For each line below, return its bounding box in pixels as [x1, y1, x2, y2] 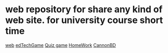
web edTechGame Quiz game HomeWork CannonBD [5, 42, 116, 48]
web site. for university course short [5, 14, 163, 26]
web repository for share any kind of [5, 4, 163, 15]
